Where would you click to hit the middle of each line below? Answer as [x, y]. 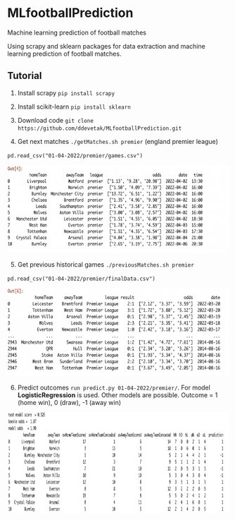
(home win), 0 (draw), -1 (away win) [69, 402]
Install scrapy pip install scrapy [66, 92]
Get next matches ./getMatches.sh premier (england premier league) [118, 141]
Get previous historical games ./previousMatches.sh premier [106, 264]
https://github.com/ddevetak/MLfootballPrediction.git [100, 128]
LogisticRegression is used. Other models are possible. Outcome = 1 [118, 395]
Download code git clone [55, 120]
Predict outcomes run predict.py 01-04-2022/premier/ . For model [114, 387]
